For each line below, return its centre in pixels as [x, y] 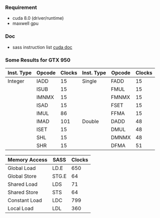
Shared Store [23, 192]
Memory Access [28, 160]
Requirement [21, 7]
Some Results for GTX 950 [38, 60]
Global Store [22, 176]
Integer [16, 81]
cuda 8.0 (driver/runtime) [38, 18]
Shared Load [23, 184]
